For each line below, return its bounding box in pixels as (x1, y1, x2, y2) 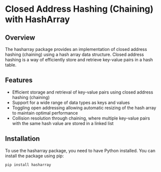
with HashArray (5, 14, 70, 25)
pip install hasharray (5, 162, 51, 167)
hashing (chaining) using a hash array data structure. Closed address (5, 51, 144, 57)
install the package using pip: (5, 153, 64, 159)
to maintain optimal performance (12, 110, 78, 116)
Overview (5, 33, 36, 42)
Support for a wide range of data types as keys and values (12, 99, 130, 105)
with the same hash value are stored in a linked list (12, 120, 114, 126)
